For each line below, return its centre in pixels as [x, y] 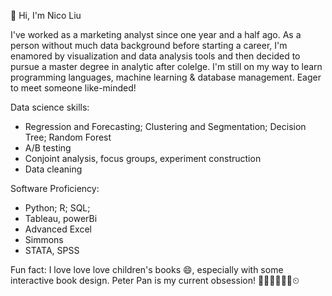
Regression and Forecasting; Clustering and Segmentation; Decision [165, 126]
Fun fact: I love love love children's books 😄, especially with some [147, 269]
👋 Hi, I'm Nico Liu [46, 15]
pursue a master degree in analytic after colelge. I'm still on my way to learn [166, 66]
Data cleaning [53, 169]
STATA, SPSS [52, 250]
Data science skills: [50, 107]
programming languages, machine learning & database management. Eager [166, 77]
